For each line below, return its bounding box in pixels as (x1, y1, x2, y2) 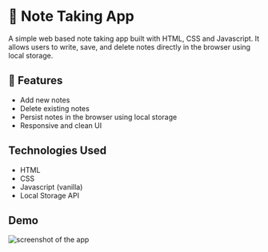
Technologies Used (8, 144, 106, 158)
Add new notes (19, 95, 70, 105)
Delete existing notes (19, 103, 90, 113)
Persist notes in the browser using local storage (19, 112, 178, 122)
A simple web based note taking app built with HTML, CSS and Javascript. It (8, 34, 260, 43)
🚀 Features (8, 74, 63, 87)
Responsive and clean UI (19, 120, 102, 130)
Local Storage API (19, 190, 80, 200)
